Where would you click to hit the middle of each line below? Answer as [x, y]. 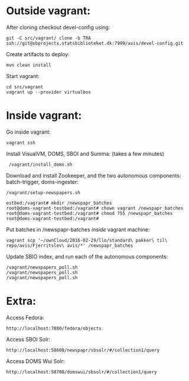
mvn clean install [29, 65]
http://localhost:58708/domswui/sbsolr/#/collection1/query [82, 372]
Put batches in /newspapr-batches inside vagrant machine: [78, 230]
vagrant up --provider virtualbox [49, 92]
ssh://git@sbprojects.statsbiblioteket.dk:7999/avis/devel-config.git [95, 43]
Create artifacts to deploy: [38, 54]
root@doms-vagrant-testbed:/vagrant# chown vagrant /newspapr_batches [95, 208]
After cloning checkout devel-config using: [58, 27]
